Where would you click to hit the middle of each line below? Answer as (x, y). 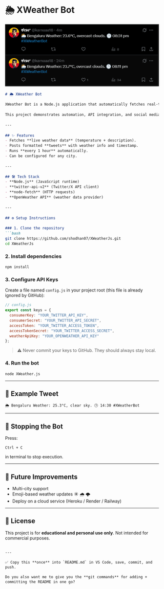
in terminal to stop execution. (34, 457)
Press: (11, 438)
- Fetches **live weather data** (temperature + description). (71, 140)
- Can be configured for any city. (41, 156)
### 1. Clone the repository (35, 228)
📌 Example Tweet (32, 394)
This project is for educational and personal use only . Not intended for (77, 533)
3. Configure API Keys (32, 279)
